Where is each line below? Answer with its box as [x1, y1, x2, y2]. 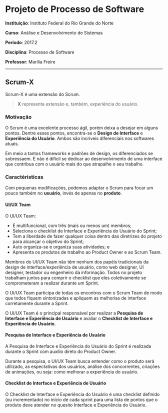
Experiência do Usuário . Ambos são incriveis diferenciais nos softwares [5, 135, 154, 141]
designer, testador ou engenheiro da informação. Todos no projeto [5, 269, 142, 275]
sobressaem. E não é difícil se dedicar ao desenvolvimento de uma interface [5, 156, 162, 162]
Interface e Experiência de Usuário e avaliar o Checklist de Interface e [5, 315, 153, 321]
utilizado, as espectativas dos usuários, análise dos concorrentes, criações [5, 363, 160, 369]
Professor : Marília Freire [5, 58, 56, 64]
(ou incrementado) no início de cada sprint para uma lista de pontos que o [5, 396, 158, 402]
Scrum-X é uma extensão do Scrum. [5, 91, 80, 97]
